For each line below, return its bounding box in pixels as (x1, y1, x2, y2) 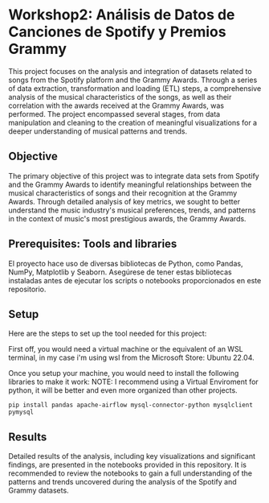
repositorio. (8, 284, 47, 294)
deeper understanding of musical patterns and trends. (8, 126, 188, 136)
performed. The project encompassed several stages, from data (8, 109, 221, 118)
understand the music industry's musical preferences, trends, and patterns (8, 205, 256, 215)
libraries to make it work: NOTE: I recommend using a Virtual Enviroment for (8, 377, 259, 387)
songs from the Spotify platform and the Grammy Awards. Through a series (8, 75, 258, 85)
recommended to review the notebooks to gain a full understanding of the (8, 468, 253, 478)
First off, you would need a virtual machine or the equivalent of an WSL (8, 344, 243, 354)
